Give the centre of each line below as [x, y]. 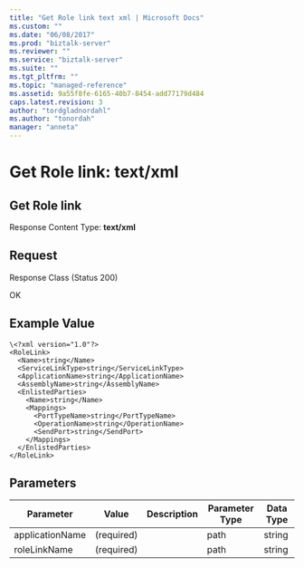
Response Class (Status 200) [64, 277]
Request [33, 256]
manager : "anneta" [44, 128]
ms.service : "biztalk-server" [66, 60]
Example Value [52, 324]
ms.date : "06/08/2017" [52, 34]
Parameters [43, 483]
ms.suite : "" [34, 69]
